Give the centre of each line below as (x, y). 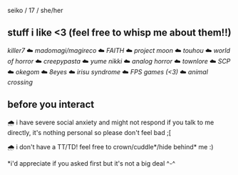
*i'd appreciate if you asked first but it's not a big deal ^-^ (92, 163)
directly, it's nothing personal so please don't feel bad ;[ (89, 132)
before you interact (51, 105)
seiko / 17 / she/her (35, 10)
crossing (20, 82)
